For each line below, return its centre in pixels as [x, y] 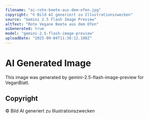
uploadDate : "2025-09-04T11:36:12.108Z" [49, 38]
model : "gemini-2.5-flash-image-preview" [50, 33]
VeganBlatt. [17, 83]
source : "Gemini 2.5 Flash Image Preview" [51, 19]
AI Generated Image [48, 63]
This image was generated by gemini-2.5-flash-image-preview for [74, 77]
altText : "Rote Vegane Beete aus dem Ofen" [52, 24]
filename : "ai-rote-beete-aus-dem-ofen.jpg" [53, 10]
